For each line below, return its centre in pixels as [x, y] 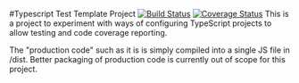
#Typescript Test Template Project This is [149, 14]
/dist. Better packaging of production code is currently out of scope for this [147, 59]
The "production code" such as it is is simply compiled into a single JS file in [149, 50]
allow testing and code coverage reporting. [88, 33]
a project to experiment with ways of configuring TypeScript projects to [141, 23]
